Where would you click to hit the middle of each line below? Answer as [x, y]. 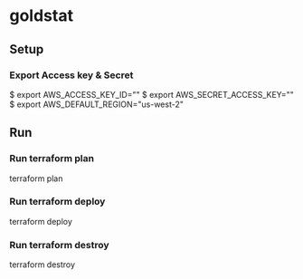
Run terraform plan [52, 159]
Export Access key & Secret [71, 75]
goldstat [42, 16]
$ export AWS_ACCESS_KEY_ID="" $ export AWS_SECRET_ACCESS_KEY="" [151, 94]
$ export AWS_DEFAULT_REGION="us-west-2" [96, 104]
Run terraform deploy [57, 202]
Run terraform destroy [60, 245]
